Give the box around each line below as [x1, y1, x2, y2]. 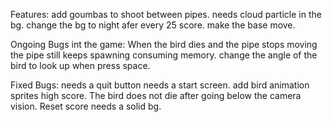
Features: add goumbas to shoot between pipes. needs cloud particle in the [10, 9, 322, 20]
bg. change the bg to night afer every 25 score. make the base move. [10, 19, 296, 31]
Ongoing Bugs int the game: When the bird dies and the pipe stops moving [10, 39, 318, 50]
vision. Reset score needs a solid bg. [10, 100, 162, 112]
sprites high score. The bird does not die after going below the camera [10, 90, 302, 101]
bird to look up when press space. [10, 60, 151, 71]
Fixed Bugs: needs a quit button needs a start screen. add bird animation [10, 79, 310, 91]
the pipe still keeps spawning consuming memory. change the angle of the [10, 49, 318, 61]
